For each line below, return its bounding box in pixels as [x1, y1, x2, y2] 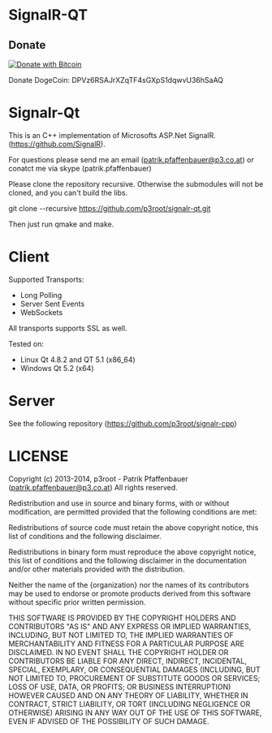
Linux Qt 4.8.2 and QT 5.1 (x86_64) [19, 355, 136, 364]
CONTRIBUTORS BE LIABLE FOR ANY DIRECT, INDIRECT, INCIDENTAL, [8, 656, 248, 666]
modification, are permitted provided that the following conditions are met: [8, 507, 257, 516]
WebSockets [19, 307, 63, 317]
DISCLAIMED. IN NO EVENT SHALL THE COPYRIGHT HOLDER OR [8, 647, 229, 657]
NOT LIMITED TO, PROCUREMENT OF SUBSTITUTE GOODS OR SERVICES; [8, 673, 261, 683]
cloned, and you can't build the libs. [8, 188, 128, 197]
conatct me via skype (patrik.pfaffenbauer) [8, 163, 152, 173]
